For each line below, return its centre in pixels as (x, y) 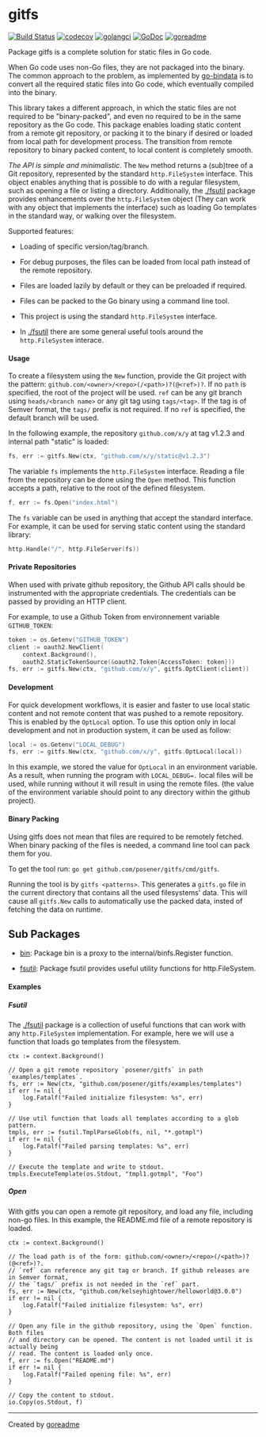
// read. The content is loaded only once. (81, 1353)
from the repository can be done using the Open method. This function (122, 480)
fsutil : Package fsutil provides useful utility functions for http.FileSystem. (138, 969)
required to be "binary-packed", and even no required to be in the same (125, 116)
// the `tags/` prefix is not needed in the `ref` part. (104, 1284)
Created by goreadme (44, 1424)
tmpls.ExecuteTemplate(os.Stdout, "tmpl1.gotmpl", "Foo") (106, 1174)
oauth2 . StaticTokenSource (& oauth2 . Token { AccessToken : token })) (129, 662)
